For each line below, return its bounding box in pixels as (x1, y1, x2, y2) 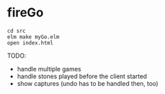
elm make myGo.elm (7, 33, 60, 40)
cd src (7, 27, 26, 34)
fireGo (7, 5, 44, 21)
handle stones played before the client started (16, 72, 147, 80)
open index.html (7, 39, 53, 46)
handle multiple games (16, 64, 81, 73)
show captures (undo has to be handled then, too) (16, 79, 159, 87)
